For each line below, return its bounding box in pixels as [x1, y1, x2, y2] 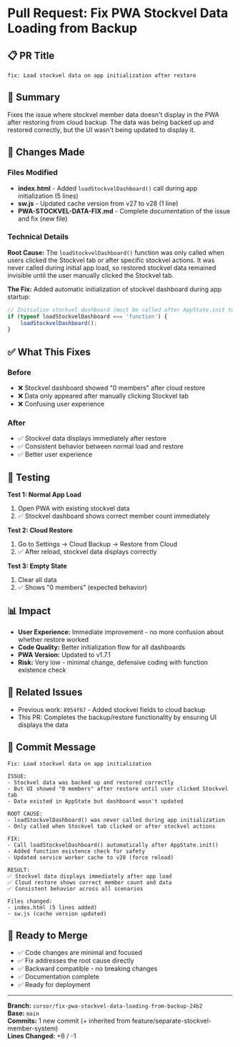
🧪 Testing [7, 471, 51, 484]
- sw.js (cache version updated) [7, 910, 107, 917]
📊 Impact [7, 605, 51, 617]
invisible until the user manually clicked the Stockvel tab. [7, 271, 174, 279]
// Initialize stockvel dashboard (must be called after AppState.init [7, 306, 225, 314]
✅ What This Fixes [7, 346, 91, 358]
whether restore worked [17, 635, 89, 643]
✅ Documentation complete [17, 973, 100, 981]
